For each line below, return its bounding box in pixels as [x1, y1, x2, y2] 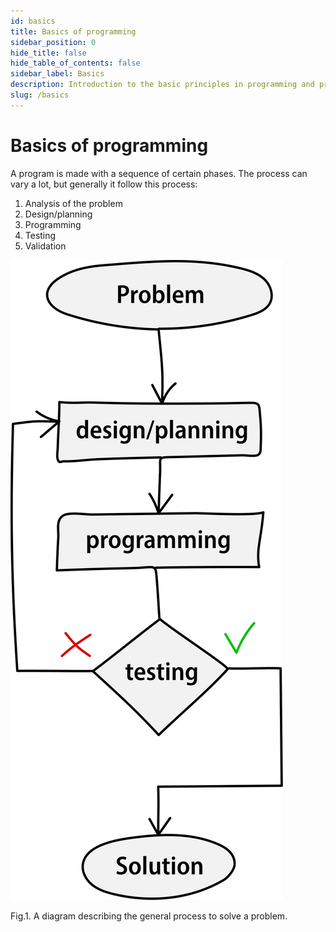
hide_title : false [10, 48, 87, 58]
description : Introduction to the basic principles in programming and [10, 80, 315, 90]
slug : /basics [10, 90, 70, 100]
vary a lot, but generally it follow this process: [10, 178, 198, 190]
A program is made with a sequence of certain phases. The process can [10, 167, 308, 179]
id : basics [10, 16, 56, 26]
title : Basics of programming [10, 26, 137, 37]
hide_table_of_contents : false [10, 58, 141, 69]
